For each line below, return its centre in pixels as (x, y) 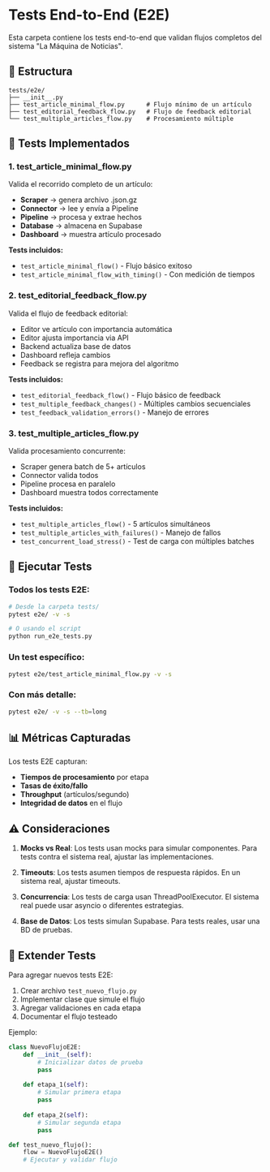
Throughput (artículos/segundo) (75, 795)
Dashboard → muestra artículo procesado (91, 235)
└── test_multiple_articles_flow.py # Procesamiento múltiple (121, 118)
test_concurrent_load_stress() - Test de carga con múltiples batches (137, 541)
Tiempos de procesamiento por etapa (84, 778)
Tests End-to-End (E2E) (89, 15)
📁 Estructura (41, 72)
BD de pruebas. (46, 930)
